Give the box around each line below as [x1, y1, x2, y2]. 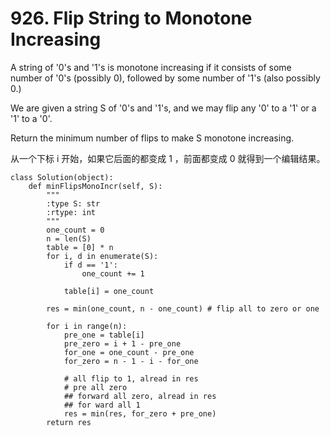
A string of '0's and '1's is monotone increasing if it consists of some [10, 61, 292, 73]
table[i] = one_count [63, 286, 155, 296]
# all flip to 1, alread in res [63, 373, 199, 384]
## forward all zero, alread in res [63, 391, 217, 401]
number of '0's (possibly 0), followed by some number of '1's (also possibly [10, 72, 321, 84]
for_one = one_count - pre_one [63, 347, 195, 357]
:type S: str [46, 198, 101, 209]
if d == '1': [63, 260, 118, 270]
